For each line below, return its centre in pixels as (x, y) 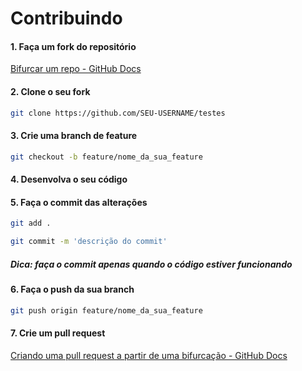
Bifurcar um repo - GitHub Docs (76, 69)
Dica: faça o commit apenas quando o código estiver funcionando (151, 264)
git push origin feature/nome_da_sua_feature (106, 310)
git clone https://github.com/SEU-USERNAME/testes (118, 113)
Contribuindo (66, 18)
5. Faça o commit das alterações (79, 202)
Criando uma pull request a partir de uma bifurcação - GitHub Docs (149, 355)
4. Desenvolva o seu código (69, 179)
